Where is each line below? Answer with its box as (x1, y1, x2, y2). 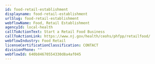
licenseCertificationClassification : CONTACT (5, 43, 98, 48)
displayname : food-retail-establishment (5, 12, 88, 16)
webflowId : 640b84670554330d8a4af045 (5, 51, 81, 57)
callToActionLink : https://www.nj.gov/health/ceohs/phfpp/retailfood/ (5, 34, 151, 39)
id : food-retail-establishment (5, 7, 68, 12)
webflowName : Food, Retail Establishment (5, 20, 90, 26)
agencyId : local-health (5, 25, 53, 30)
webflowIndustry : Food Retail (5, 38, 66, 43)
